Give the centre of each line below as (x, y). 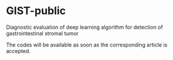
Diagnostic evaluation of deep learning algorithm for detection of (84, 27)
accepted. (18, 51)
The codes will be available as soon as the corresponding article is (87, 45)
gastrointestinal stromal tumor (42, 33)
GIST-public (36, 11)
